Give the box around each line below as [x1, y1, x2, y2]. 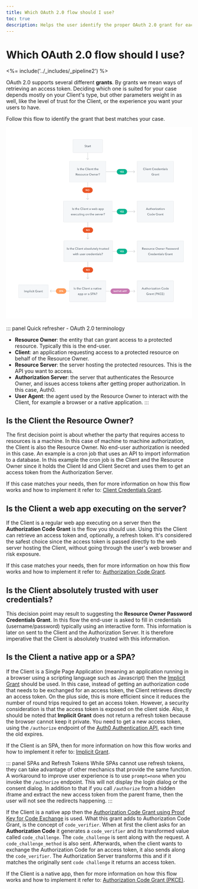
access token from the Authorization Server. [6, 469, 114, 476]
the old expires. [6, 731, 44, 738]
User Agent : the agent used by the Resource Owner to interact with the [14, 392, 189, 399]
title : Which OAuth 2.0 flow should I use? [6, 9, 115, 15]
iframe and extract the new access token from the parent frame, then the [6, 791, 183, 798]
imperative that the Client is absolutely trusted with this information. [6, 635, 170, 642]
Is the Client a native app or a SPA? [6, 652, 136, 662]
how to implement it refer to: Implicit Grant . [6, 748, 110, 755]
